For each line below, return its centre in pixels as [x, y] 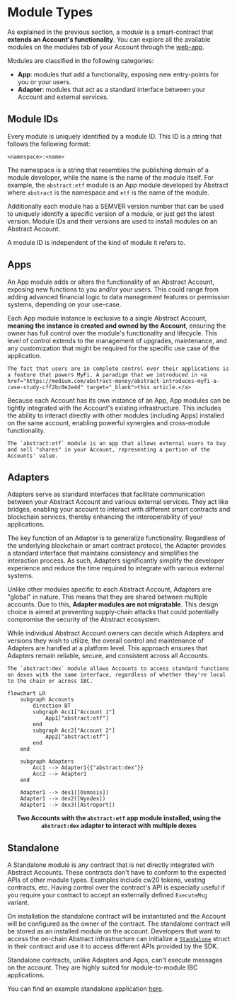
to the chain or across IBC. [50, 681]
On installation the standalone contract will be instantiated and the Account [117, 916]
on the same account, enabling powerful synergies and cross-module [109, 423]
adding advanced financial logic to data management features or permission [118, 297]
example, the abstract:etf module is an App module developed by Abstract [118, 185]
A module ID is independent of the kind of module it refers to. [97, 242]
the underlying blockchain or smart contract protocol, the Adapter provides [117, 546]
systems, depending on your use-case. [64, 304]
